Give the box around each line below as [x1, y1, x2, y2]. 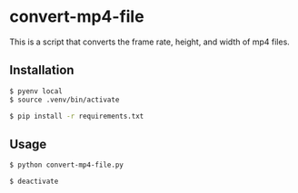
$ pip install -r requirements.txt [9, 111, 144, 121]
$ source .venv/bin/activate [9, 95, 120, 104]
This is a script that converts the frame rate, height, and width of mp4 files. [9, 36, 291, 47]
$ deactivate [9, 177, 59, 187]
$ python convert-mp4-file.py [9, 160, 124, 169]
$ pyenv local [9, 86, 64, 96]
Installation [9, 63, 74, 78]
